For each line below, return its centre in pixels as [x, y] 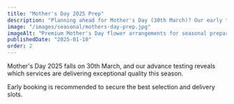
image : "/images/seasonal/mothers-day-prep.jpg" [79, 27]
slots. [15, 94]
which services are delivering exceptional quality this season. [95, 73]
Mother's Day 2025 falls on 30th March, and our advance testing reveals [111, 66]
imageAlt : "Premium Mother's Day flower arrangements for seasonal [107, 33]
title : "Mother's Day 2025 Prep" [56, 14]
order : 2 [20, 46]
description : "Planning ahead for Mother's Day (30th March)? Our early [115, 20]
